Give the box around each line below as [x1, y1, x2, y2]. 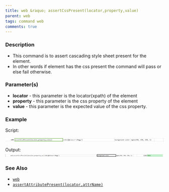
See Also [5, 165, 28, 172]
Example [5, 116, 27, 123]
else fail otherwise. [12, 68, 52, 75]
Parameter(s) [5, 81, 39, 88]
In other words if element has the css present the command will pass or [12, 63, 161, 69]
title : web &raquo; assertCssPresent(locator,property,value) [5, 8, 139, 13]
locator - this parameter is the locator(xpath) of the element [12, 92, 138, 99]
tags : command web [5, 19, 44, 24]
